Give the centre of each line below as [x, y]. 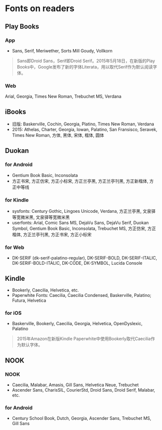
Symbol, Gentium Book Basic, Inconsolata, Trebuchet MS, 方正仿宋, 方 [82, 228]
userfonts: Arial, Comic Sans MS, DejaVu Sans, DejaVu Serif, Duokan [80, 223]
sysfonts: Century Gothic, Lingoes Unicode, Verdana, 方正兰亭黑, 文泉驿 [84, 211]
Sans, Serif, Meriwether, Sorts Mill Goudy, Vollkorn [62, 51]
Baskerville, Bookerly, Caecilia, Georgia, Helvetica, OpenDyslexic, [77, 324]
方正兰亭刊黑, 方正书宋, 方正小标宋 [57, 234]
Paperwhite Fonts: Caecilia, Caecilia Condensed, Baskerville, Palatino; [81, 295]
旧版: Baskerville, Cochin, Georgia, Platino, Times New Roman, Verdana [83, 124]
